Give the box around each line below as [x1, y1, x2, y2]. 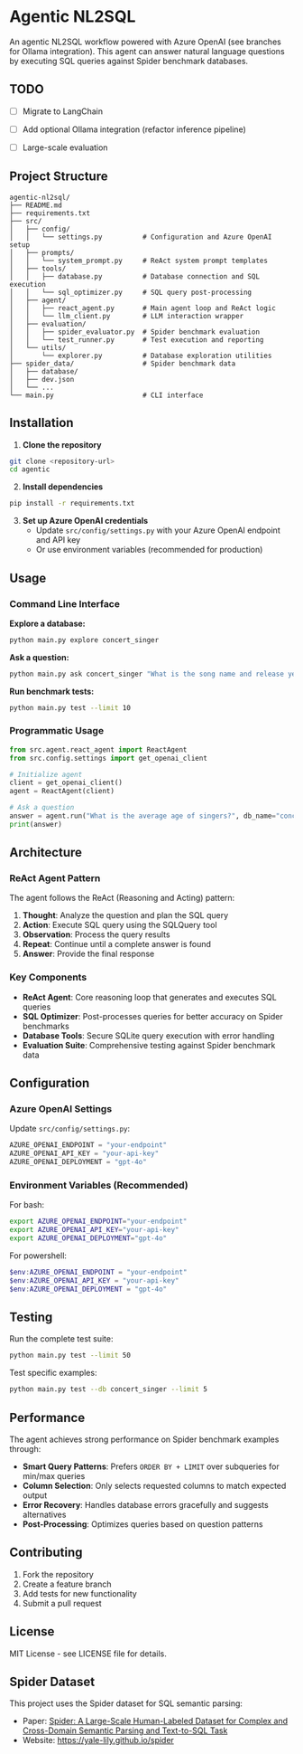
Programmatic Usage [9, 725, 105, 737]
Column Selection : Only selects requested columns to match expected [22, 1481, 287, 1492]
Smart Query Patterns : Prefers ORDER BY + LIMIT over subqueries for [22, 1461, 280, 1472]
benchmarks [22, 1020, 69, 1031]
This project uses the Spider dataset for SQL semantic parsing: [9, 1698, 243, 1709]
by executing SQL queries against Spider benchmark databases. [9, 55, 249, 66]
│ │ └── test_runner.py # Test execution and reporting [9, 335, 264, 345]
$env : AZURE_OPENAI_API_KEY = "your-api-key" [9, 1275, 179, 1285]
